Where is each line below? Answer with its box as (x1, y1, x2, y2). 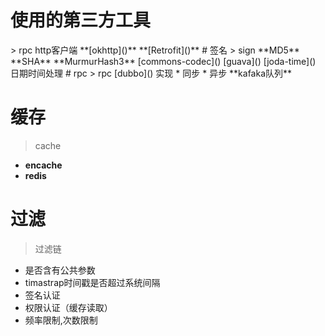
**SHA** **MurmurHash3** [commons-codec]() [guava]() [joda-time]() (10, 55, 317, 67)
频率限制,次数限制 (24, 314, 98, 326)
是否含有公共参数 (24, 264, 96, 276)
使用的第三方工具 (10, 9, 152, 32)
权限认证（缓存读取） (24, 301, 113, 313)
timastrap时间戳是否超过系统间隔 (24, 276, 161, 288)
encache (24, 159, 63, 171)
